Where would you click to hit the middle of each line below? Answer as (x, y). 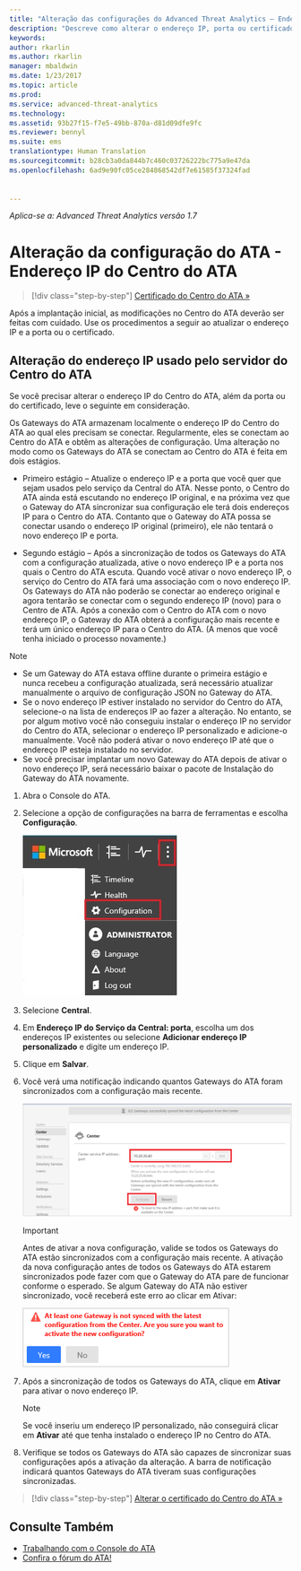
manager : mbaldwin (43, 66)
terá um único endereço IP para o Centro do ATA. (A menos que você (150, 629)
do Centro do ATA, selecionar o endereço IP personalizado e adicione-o (155, 731)
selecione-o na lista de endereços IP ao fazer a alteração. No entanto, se (157, 712)
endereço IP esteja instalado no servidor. (98, 750)
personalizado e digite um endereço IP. (96, 1047)
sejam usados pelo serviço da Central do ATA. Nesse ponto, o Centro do (156, 488)
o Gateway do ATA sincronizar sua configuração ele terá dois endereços (155, 508)
